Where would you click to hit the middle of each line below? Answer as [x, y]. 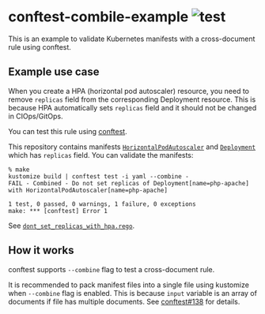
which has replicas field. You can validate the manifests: [101, 155]
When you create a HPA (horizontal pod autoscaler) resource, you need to [129, 91]
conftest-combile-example [98, 17]
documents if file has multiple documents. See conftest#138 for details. [124, 301]
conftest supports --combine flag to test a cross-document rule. [112, 269]
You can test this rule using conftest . [68, 131]
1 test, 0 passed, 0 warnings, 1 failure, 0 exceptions [102, 204]
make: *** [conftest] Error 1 [58, 211]
